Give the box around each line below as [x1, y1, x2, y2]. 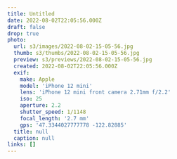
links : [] [7, 141, 37, 148]
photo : [7, 37, 27, 44]
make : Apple [20, 75, 55, 83]
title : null [13, 128, 49, 135]
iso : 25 [20, 96, 42, 103]
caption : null [13, 134, 55, 141]
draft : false [7, 23, 46, 30]
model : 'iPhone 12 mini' [20, 82, 93, 89]
